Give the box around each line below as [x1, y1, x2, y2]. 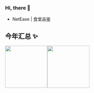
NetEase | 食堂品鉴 [12, 16, 51, 22]
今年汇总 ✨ [5, 32, 38, 40]
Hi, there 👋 [5, 4, 31, 11]
